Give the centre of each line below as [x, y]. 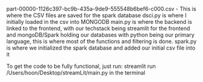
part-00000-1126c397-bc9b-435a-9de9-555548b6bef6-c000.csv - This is [102, 9]
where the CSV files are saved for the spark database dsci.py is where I [96, 15]
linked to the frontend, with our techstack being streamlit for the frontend [98, 28]
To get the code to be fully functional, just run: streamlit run [81, 66]
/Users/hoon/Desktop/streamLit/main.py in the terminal [76, 73]
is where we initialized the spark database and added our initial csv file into [101, 48]
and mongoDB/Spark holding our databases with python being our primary [100, 35]
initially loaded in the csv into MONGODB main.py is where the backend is [99, 22]
